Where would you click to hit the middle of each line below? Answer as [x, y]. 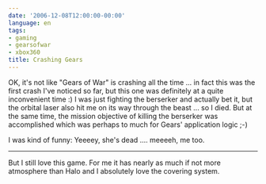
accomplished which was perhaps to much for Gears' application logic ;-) [128, 125]
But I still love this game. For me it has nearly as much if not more [115, 163]
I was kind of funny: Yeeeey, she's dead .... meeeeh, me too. [106, 140]
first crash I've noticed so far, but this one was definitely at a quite [116, 90]
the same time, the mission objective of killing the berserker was [113, 116]
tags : [17, 30]
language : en [30, 23]
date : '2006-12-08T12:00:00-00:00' [67, 15]
